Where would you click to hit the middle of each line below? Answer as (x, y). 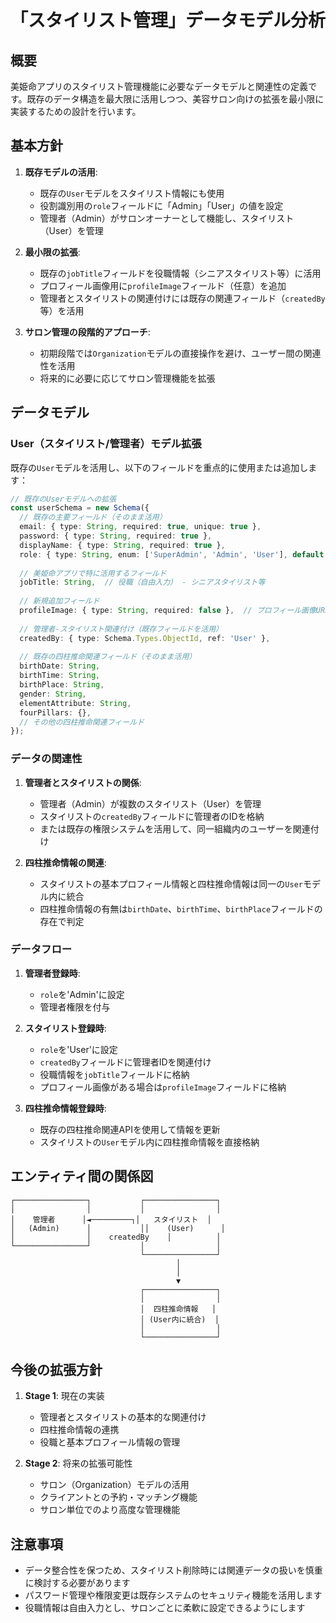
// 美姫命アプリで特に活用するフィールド (93, 573)
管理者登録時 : (52, 973)
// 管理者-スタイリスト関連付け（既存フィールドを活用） (121, 629)
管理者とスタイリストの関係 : (83, 782)
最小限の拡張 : (52, 252)
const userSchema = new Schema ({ (80, 508)
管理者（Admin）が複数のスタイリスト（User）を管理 (150, 803)
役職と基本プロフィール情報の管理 (110, 1442)
